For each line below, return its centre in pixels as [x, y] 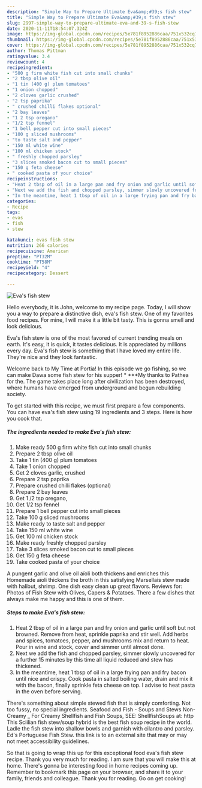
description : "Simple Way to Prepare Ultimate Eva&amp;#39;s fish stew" [100, 12]
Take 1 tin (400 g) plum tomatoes [56, 460]
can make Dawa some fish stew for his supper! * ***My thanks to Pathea [98, 375]
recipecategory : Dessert [38, 273]
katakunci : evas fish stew [40, 240]
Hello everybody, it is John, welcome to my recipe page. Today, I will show [99, 307]
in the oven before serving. [49, 691]
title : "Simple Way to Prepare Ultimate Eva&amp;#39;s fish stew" [91, 17]
